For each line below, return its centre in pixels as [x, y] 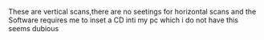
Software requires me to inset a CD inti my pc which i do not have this [124, 20]
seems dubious [34, 28]
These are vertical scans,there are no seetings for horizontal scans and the [132, 12]
